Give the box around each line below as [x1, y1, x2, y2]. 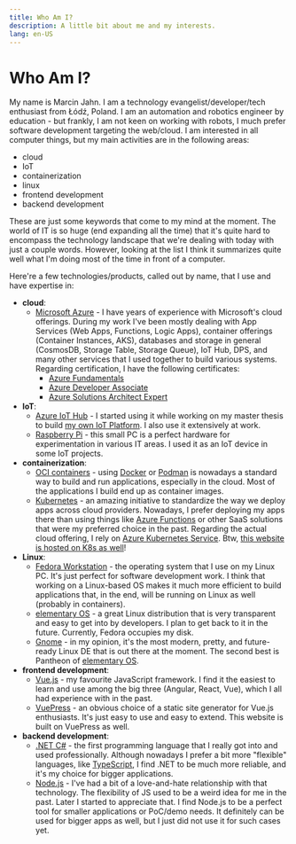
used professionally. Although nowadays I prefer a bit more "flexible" [35, 750, 287, 761]
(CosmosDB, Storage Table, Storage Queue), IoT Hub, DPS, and [35, 345, 268, 356]
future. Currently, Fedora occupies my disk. [35, 627, 194, 638]
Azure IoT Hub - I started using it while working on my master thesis [35, 410, 284, 421]
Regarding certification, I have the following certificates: [35, 363, 240, 374]
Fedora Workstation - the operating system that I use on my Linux [35, 561, 276, 572]
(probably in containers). [35, 599, 126, 610]
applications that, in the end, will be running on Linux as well [35, 590, 256, 600]
